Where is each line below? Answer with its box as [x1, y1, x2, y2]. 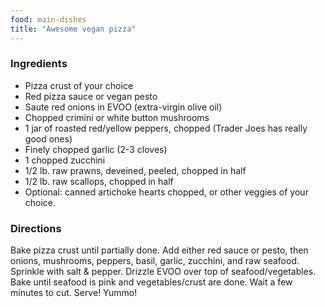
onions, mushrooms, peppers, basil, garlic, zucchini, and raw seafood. [10, 255, 300, 267]
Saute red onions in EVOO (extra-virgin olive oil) [24, 101, 223, 113]
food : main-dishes [10, 14, 87, 25]
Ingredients [10, 57, 68, 71]
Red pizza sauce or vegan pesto [24, 90, 158, 102]
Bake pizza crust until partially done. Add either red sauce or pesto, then [10, 244, 309, 256]
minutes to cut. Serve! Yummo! [10, 287, 138, 299]
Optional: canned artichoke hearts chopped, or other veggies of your [24, 186, 309, 198]
